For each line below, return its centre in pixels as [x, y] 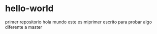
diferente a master [24, 27]
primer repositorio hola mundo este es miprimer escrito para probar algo [78, 22]
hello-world [30, 8]
